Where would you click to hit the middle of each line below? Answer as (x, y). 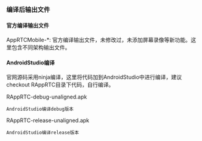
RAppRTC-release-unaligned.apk (48, 120)
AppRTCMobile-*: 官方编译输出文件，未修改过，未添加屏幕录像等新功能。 (99, 40)
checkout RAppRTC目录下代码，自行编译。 (60, 85)
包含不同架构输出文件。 (41, 47)
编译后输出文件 (28, 9)
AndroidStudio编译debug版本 (40, 109)
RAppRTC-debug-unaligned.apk (47, 97)
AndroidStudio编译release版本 (43, 133)
